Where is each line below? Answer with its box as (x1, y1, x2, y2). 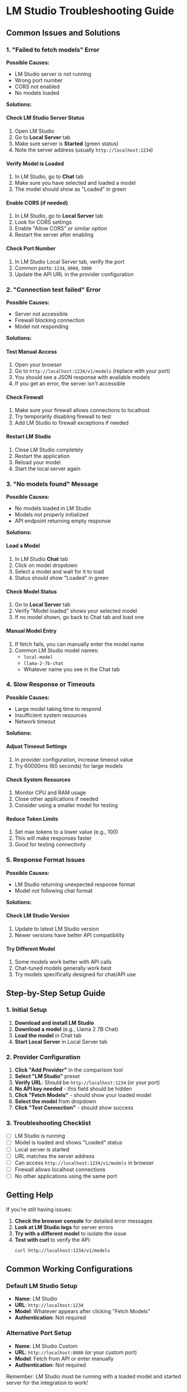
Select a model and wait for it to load (14, 568, 104, 575)
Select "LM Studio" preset (14, 1073, 80, 1080)
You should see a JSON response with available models (14, 374, 150, 381)
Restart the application (14, 452, 70, 460)
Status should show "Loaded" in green (14, 575, 109, 582)
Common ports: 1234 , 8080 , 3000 (14, 264, 92, 271)
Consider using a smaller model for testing (14, 801, 118, 809)
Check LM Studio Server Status (6, 114, 84, 121)
